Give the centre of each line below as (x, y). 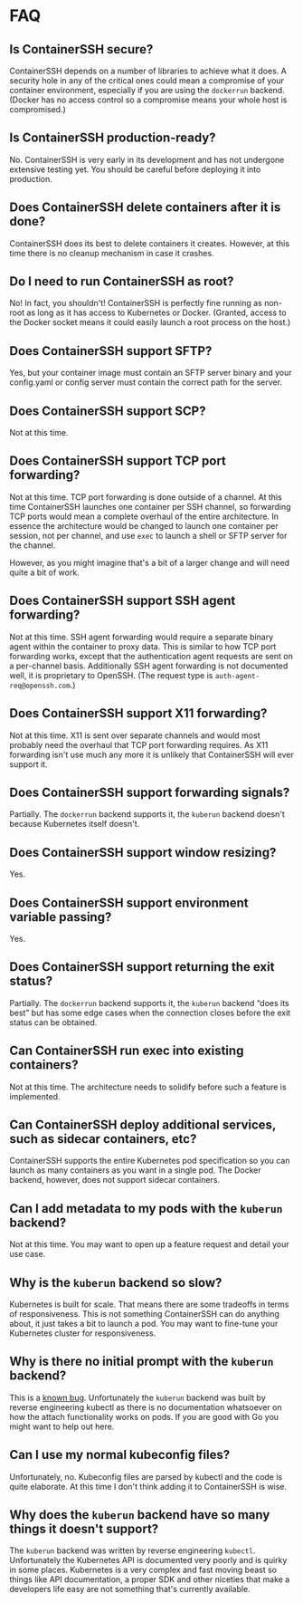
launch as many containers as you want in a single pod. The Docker (136, 1170)
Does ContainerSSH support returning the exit (142, 967)
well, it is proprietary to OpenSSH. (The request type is (111, 675)
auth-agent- (237, 676)
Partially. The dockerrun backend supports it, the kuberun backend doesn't (147, 814)
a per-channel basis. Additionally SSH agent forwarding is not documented (149, 666)
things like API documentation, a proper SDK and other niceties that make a (150, 1579)
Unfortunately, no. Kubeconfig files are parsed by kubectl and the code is (146, 1476)
